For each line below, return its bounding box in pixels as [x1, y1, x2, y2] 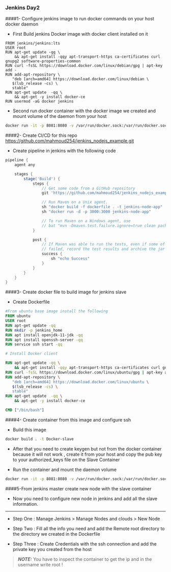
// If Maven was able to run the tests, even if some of [41, 242, 165, 247]
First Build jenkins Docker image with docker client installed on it [12, 31, 148, 37]
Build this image [12, 427, 47, 433]
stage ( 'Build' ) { [23, 176, 60, 181]
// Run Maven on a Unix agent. [41, 200, 108, 205]
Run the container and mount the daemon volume [12, 466, 117, 472]
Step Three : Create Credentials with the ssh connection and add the [12, 540, 157, 547]
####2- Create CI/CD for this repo [5, 132, 77, 139]
